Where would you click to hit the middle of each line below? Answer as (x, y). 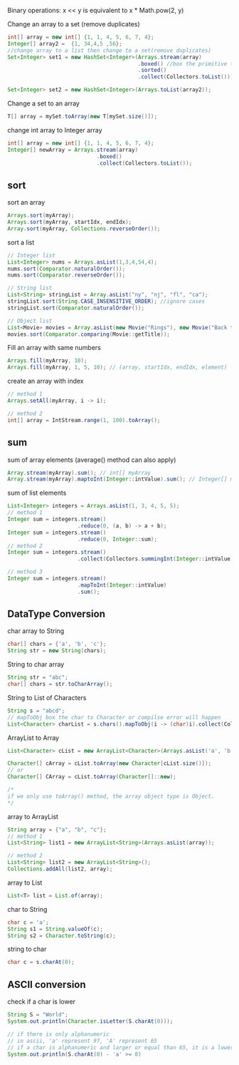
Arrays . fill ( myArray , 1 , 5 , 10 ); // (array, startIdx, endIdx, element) (117, 367)
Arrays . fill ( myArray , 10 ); (47, 361)
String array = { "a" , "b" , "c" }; (57, 830)
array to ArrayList (33, 816)
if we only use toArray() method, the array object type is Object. (111, 796)
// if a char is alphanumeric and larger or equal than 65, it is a (111, 1047)
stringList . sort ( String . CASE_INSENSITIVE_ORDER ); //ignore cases (106, 302)
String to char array (36, 664)
